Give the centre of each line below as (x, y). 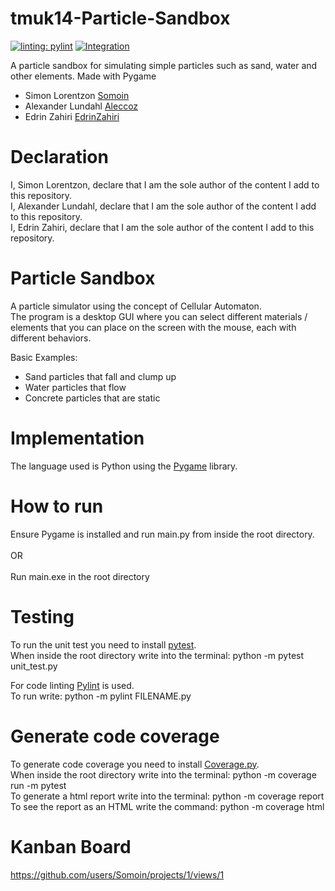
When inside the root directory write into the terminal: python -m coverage (163, 774)
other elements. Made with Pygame (83, 76)
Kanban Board (71, 846)
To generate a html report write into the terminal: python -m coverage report (167, 796)
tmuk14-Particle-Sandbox (120, 18)
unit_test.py (34, 666)
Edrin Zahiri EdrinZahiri (72, 116)
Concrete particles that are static (92, 398)
